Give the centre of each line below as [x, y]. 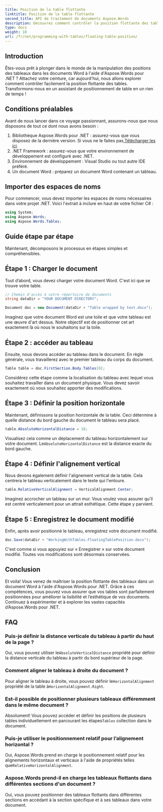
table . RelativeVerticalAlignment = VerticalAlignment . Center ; [69, 490]
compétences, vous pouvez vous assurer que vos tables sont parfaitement [80, 592]
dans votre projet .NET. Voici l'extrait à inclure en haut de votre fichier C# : [79, 203]
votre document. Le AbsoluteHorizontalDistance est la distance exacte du [78, 443]
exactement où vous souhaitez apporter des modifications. [64, 388]
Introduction [24, 56]
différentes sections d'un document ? [50, 784]
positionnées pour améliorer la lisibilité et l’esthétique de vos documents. [78, 597]
